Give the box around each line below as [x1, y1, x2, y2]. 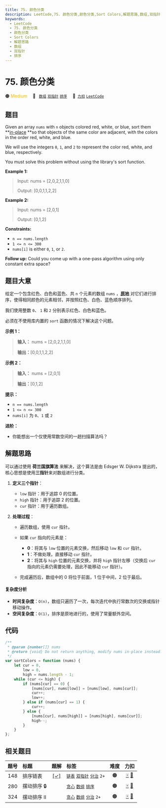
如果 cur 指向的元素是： [19, 534, 68, 540]
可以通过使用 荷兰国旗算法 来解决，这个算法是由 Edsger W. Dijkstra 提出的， [5, 463, 160, 469]
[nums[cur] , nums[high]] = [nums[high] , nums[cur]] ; [31, 713, 142, 718]
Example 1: [5, 169, 28, 175]
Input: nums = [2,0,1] [17, 207, 59, 213]
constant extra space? [5, 261, 51, 267]
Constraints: [5, 226, 32, 232]
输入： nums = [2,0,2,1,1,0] [17, 338, 71, 344]
